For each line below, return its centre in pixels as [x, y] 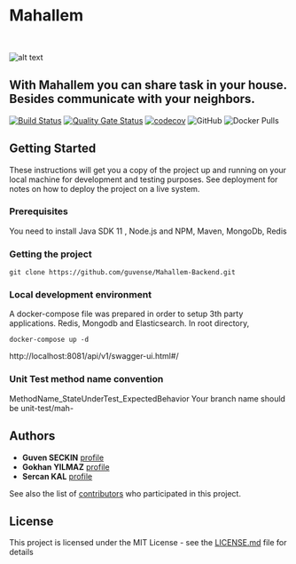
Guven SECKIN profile [63, 457]
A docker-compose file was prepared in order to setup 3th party [126, 314]
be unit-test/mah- [41, 408]
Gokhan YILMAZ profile [66, 466]
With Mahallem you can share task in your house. [148, 85]
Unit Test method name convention [86, 379]
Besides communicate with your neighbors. [132, 99]
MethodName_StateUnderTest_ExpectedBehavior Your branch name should [148, 398]
